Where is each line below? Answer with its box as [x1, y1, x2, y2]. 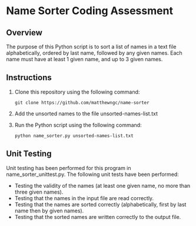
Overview [6, 28, 43, 38]
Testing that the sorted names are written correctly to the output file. [14, 213, 181, 220]
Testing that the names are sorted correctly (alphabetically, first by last [14, 201, 187, 208]
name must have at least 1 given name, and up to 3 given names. [6, 56, 163, 62]
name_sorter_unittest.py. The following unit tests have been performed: [6, 171, 180, 178]
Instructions [6, 72, 52, 83]
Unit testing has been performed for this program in [6, 164, 131, 171]
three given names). [14, 188, 64, 195]
